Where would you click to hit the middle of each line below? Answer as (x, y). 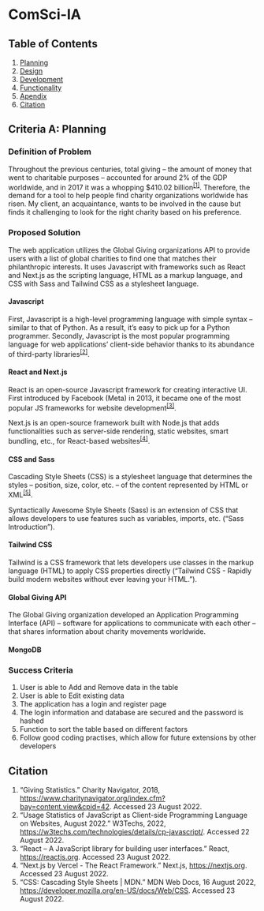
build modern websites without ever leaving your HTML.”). (103, 579)
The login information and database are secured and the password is (132, 713)
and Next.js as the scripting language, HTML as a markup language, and (125, 275)
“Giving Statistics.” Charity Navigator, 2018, (89, 789)
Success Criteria (41, 670)
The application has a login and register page (93, 704)
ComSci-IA (45, 15)
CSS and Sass (32, 459)
